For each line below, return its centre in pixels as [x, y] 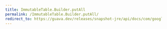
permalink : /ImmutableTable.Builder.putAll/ [52, 14]
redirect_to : [19, 19]
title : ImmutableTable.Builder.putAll [45, 10]
